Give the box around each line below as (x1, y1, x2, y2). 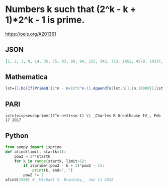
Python (5, 131, 29, 140)
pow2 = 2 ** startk (14, 154, 51, 159)
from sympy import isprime (5, 144, 62, 149)
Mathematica (5, 73, 48, 81)
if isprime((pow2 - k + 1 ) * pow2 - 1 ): (23, 163, 105, 168)
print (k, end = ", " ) (32, 168, 73, 173)
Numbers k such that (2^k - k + (5, 4, 137, 15)
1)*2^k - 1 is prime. (5, 14, 85, 26)
